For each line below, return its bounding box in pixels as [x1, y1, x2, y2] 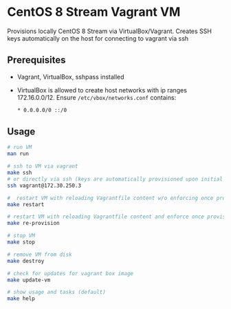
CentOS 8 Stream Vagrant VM [7, 4, 181, 20]
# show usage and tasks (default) [7, 289, 107, 296]
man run [7, 150, 30, 157]
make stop [7, 239, 36, 246]
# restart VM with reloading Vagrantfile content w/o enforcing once [7, 195, 214, 201]
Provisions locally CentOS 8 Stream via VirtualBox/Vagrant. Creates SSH [7, 27, 212, 35]
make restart [7, 201, 45, 208]
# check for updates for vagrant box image [7, 270, 134, 277]
